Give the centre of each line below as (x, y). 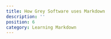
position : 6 (20, 22)
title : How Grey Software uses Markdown (56, 11)
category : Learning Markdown (41, 27)
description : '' (26, 17)
